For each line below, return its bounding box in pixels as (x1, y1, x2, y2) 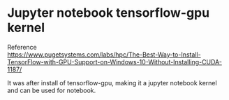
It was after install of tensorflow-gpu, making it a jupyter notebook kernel (7, 78, 218, 87)
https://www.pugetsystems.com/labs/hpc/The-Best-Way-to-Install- (7, 50, 201, 59)
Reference (7, 43, 37, 51)
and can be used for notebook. (7, 86, 96, 94)
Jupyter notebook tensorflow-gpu (7, 5, 210, 21)
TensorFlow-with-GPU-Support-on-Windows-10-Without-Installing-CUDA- (7, 57, 222, 66)
